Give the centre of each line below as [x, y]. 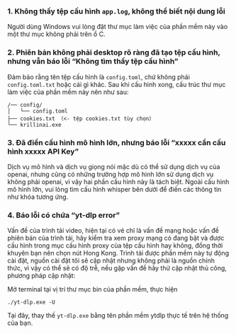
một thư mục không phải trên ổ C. [56, 34]
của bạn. [20, 323]
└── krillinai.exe [34, 125]
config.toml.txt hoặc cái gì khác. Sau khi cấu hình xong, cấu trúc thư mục [117, 84]
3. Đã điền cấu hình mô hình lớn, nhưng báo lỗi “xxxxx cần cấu [117, 142]
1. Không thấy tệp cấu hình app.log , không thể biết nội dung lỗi [116, 11]
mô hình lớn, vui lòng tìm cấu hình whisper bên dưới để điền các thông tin [114, 189]
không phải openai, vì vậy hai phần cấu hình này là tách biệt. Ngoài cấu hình [118, 182]
